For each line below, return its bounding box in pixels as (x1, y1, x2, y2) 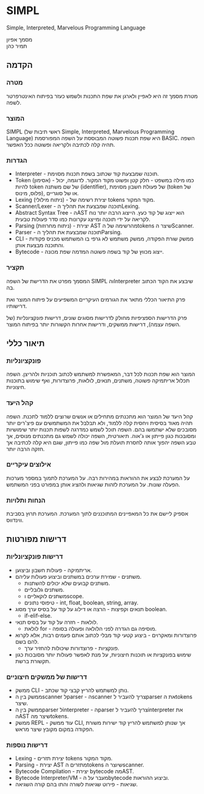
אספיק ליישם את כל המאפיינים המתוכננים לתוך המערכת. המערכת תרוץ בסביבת (6, 510, 189, 518)
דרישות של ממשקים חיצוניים (6, 672, 87, 681)
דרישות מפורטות (6, 534, 67, 544)
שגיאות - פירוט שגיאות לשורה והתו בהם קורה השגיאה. (15, 781, 138, 788)
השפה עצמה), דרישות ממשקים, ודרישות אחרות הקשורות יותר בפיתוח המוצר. (6, 321, 181, 328)
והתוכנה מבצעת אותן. (15, 242, 65, 249)
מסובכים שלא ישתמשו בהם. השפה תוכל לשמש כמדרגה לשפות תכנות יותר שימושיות (6, 426, 197, 433)
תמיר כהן (6, 42, 27, 50)
